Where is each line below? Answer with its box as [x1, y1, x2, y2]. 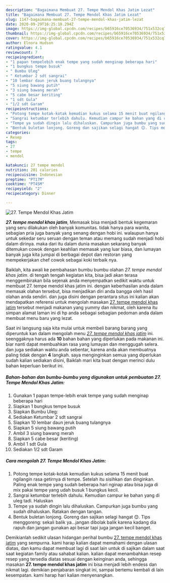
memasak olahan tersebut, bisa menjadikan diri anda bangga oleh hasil [6, 288, 153, 294]
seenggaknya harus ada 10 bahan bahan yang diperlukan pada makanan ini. [6, 336, 164, 342]
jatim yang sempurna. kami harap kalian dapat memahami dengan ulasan [6, 539, 157, 545]
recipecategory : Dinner [6, 191, 56, 196]
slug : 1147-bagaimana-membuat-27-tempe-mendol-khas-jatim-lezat [6, 17, 144, 22]
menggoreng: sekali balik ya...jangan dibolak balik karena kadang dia [13, 519, 157, 525]
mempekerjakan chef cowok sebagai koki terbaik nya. [6, 257, 118, 263]
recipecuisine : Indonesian [6, 172, 63, 177]
